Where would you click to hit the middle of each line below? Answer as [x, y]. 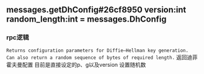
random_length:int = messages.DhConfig [87, 20]
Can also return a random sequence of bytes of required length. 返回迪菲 [102, 57]
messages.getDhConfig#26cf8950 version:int [96, 10]
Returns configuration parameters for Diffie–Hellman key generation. [97, 51]
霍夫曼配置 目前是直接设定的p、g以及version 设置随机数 [76, 64]
